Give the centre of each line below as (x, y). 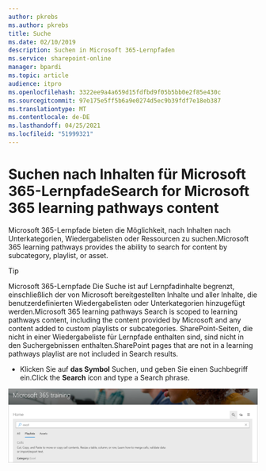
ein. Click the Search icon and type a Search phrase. (104, 377)
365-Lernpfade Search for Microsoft (129, 191)
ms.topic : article (38, 75)
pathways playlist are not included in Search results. (93, 353)
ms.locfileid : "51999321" (51, 134)
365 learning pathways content (114, 208)
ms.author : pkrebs (38, 25)
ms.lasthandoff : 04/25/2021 (55, 126)
